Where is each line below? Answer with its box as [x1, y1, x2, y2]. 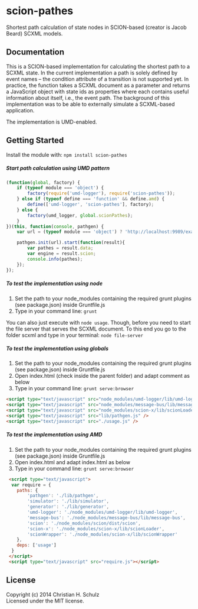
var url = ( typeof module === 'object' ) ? [16, 229, 123, 235]
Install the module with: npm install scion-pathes [6, 151, 128, 158]
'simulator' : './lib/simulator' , [27, 498, 110, 504]
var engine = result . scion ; [27, 251, 96, 257]
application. [6, 106, 35, 114]
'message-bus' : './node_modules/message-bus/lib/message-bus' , [27, 514, 186, 521]
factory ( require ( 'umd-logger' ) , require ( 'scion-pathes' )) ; [27, 190, 176, 196]
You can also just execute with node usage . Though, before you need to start [6, 319, 192, 326]
